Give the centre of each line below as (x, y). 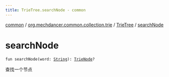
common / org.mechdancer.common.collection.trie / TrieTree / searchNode (84, 25)
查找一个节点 (19, 69)
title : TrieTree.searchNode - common (46, 10)
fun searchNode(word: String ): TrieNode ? (50, 59)
